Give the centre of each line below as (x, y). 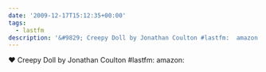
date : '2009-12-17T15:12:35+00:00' (67, 15)
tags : (17, 23)
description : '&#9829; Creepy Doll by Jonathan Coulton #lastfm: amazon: (135, 38)
